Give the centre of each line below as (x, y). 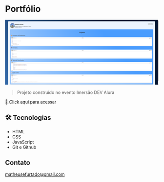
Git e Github (24, 147)
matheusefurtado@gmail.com (35, 174)
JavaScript (23, 142)
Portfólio (23, 9)
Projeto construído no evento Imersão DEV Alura (66, 92)
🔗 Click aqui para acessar (31, 102)
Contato (18, 162)
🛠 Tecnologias (28, 118)
